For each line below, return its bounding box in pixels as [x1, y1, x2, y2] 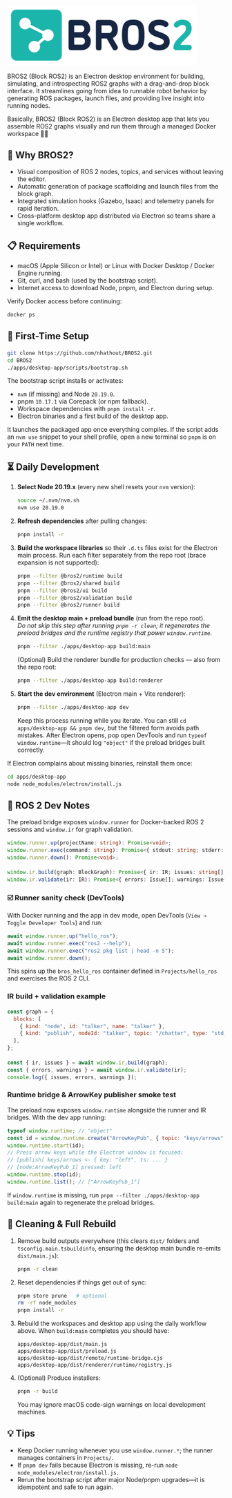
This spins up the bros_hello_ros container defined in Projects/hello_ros [7, 967, 217, 976]
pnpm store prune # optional [17, 1292, 108, 1299]
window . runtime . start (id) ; [7, 1142, 85, 1149]
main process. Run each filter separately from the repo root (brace [17, 551, 206, 559]
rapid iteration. [17, 205, 59, 213]
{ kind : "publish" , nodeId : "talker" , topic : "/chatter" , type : [19, 1030, 209, 1037]
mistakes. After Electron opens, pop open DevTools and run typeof [17, 731, 207, 739]
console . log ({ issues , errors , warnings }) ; [7, 1074, 137, 1081]
